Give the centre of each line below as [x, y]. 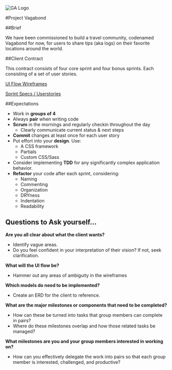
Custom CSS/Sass [40, 157]
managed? [24, 331]
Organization [34, 190]
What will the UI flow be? [32, 265]
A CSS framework [39, 146]
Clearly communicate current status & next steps [72, 130]
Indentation [32, 201]
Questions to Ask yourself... [51, 222]
